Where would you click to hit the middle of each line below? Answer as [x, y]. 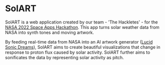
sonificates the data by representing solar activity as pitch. [65, 57]
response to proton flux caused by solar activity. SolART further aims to [78, 52]
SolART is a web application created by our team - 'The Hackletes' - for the [82, 22]
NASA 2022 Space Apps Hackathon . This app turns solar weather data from [82, 27]
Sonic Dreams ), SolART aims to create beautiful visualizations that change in [83, 47]
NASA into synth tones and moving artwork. [50, 32]
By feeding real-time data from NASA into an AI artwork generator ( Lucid [79, 42]
